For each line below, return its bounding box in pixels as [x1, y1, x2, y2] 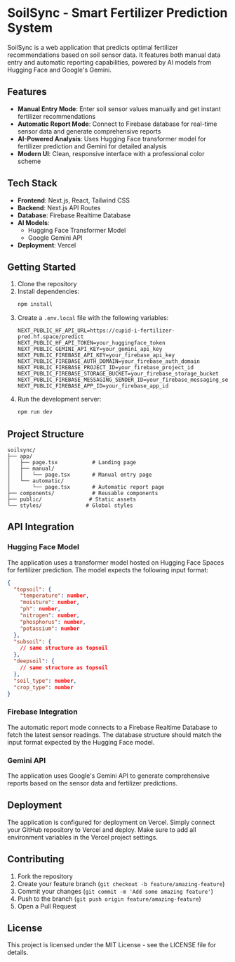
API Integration [7, 521, 75, 533]
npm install [17, 301, 53, 308]
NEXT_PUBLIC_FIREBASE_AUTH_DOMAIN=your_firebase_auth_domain [17, 358, 201, 365]
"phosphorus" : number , [20, 618, 86, 625]
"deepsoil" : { [13, 658, 55, 665]
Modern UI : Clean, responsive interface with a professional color [17, 149, 205, 158]
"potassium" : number [20, 624, 80, 632]
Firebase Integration [7, 707, 79, 717]
